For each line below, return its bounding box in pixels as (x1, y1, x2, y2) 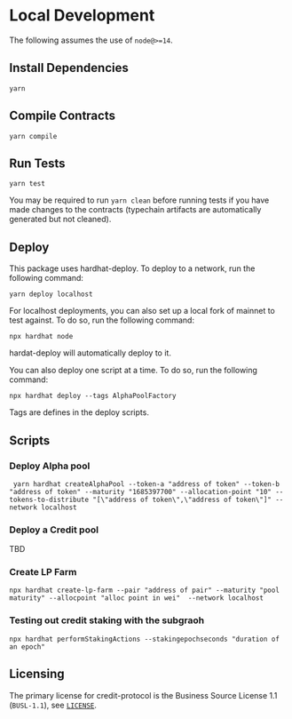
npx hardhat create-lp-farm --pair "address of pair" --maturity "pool (9, 586, 280, 595)
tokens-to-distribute (9, 495, 90, 504)
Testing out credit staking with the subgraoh (9, 614, 205, 627)
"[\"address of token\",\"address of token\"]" (92, 495, 272, 504)
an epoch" (9, 642, 46, 651)
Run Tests (9, 156, 66, 171)
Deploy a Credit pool (9, 523, 99, 536)
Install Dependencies (9, 60, 129, 76)
